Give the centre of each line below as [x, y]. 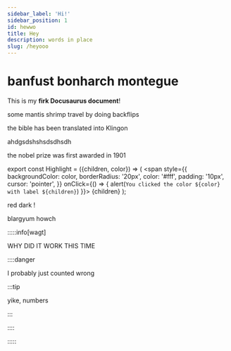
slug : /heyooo [28, 46]
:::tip [14, 286]
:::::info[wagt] [27, 232]
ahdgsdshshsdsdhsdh [39, 141]
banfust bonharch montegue [93, 81]
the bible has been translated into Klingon [68, 128]
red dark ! [21, 205]
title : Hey [23, 33]
